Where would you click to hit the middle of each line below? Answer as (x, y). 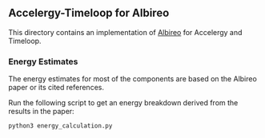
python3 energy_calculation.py (60, 126)
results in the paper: (41, 112)
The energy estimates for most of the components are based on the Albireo (133, 79)
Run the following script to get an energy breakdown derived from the (123, 103)
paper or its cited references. (56, 88)
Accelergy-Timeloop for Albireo (89, 13)
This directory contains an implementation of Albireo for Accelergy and (125, 32)
